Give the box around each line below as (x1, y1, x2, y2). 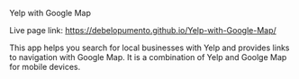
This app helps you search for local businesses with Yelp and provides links (9, 42, 290, 53)
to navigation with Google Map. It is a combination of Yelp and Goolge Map (9, 52, 287, 62)
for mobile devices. (9, 62, 81, 72)
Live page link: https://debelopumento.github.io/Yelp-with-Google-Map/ (9, 25, 276, 35)
